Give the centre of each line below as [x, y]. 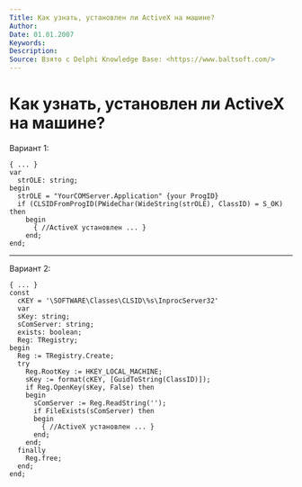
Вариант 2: [30, 268]
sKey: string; [44, 316]
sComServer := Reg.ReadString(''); [100, 403]
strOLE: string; [48, 180]
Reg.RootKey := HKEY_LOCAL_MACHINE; [94, 371]
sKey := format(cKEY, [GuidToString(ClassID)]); [118, 379]
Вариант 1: [29, 148]
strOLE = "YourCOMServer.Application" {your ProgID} [118, 196]
